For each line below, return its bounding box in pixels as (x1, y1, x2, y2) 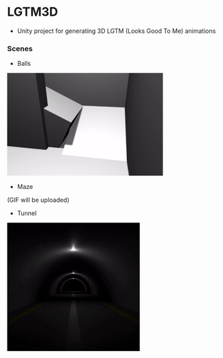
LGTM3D (7, 4, 58, 20)
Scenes (7, 44, 33, 53)
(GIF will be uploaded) (7, 196, 70, 204)
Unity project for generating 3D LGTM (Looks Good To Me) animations (16, 27, 216, 35)
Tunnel (16, 209, 37, 218)
